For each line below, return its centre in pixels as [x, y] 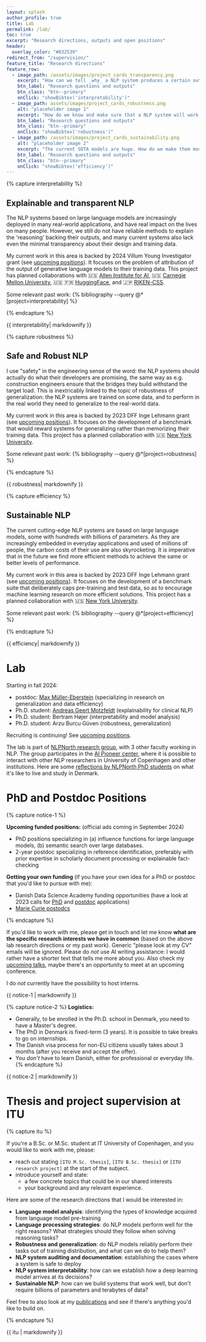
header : [16, 47]
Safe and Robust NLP [48, 356]
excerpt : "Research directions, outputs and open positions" [86, 41]
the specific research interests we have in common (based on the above [100, 938]
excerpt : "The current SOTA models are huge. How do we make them [104, 149]
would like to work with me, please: [51, 1150]
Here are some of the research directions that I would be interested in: [95, 1200]
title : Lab [20, 23]
